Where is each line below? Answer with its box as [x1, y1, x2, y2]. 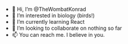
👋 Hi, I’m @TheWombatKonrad [11, 6, 86, 12]
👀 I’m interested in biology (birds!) [11, 12, 95, 19]
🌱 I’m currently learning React [11, 18, 85, 25]
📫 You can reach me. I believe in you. [11, 32, 105, 38]
